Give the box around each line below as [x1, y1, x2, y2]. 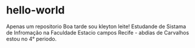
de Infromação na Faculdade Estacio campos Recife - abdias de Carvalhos [6, 29, 189, 36]
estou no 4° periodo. [6, 35, 57, 42]
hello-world [6, 4, 65, 17]
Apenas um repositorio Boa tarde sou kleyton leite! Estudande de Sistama [6, 23, 186, 30]
